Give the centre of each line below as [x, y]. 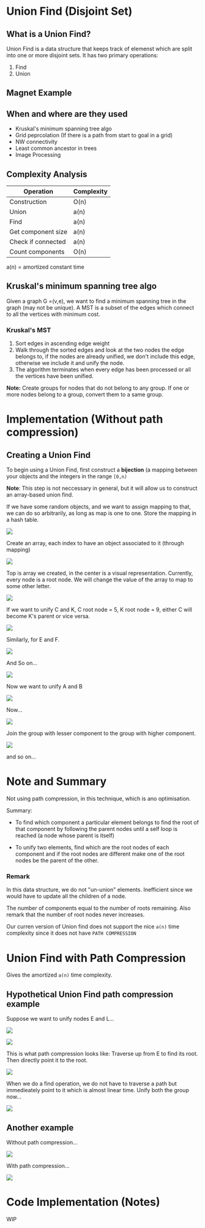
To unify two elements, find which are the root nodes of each [92, 848]
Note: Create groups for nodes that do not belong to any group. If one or [98, 388]
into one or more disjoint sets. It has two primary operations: [82, 55]
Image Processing [38, 155]
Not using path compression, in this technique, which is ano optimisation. [99, 799]
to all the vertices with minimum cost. [54, 314]
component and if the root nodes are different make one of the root [100, 854]
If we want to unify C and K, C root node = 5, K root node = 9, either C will [99, 610]
